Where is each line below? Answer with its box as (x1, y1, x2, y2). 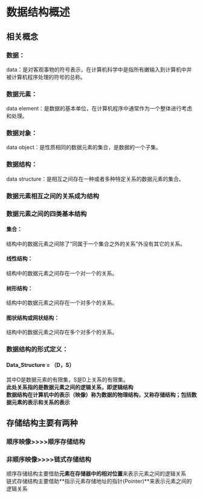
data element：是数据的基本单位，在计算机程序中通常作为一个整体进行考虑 (6, 105, 192, 112)
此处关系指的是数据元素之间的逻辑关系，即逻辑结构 (6, 383, 134, 391)
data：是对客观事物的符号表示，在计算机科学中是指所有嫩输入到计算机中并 (6, 66, 192, 73)
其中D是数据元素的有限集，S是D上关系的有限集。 (6, 375, 129, 383)
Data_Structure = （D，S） (6, 361, 75, 368)
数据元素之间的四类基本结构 (6, 209, 87, 218)
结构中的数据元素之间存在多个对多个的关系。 (6, 328, 118, 336)
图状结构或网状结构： (6, 314, 59, 321)
